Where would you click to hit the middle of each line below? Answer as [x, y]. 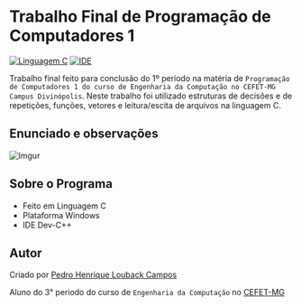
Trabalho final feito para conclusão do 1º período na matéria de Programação [150, 78]
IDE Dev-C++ [47, 225]
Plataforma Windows [61, 215]
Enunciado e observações [84, 134]
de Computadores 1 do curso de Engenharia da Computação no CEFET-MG [143, 87]
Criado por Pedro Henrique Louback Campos [93, 275]
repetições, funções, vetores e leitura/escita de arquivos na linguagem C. [146, 105]
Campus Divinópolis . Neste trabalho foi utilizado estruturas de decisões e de [151, 96]
